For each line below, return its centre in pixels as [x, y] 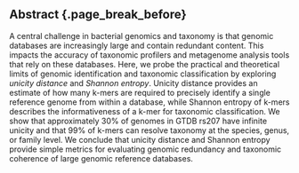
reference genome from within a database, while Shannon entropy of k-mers [149, 102]
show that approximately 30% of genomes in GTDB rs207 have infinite [138, 121]
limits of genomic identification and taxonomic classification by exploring [143, 74]
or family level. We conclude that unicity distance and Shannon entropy [140, 139]
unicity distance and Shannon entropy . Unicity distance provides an [133, 83]
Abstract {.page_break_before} [98, 15]
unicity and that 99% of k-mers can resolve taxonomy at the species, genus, [149, 130]
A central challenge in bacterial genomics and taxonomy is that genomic [141, 35]
